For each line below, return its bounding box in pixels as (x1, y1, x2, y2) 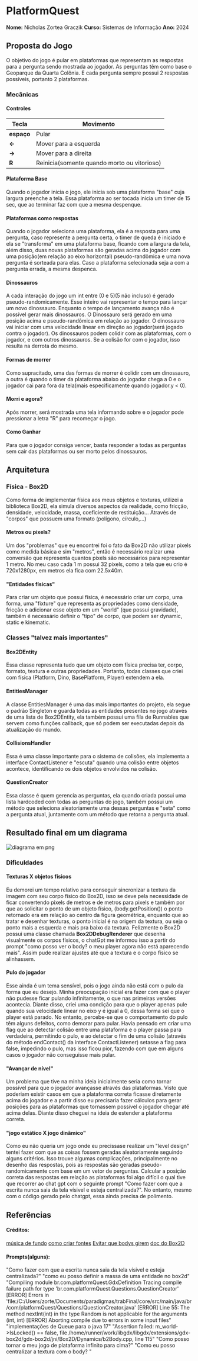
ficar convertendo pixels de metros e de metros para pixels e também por (6, 899, 185, 906)
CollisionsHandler (6, 739, 51, 747)
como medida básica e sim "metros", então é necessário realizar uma (6, 548, 175, 555)
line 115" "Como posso (134, 1336, 190, 1343)
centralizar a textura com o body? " (6, 1348, 92, 1355)
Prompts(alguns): (6, 1253, 50, 1260)
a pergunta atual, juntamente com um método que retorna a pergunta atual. (6, 810, 189, 818)
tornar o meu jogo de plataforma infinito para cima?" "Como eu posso (6, 1342, 176, 1349)
